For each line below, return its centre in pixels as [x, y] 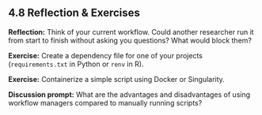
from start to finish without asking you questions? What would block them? [130, 40]
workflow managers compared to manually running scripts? [105, 102]
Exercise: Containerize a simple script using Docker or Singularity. [117, 79]
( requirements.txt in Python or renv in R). [76, 64]
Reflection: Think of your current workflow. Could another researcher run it [131, 32]
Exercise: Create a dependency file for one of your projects [106, 55]
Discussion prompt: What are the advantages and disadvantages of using [129, 95]
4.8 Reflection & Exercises [74, 13]
